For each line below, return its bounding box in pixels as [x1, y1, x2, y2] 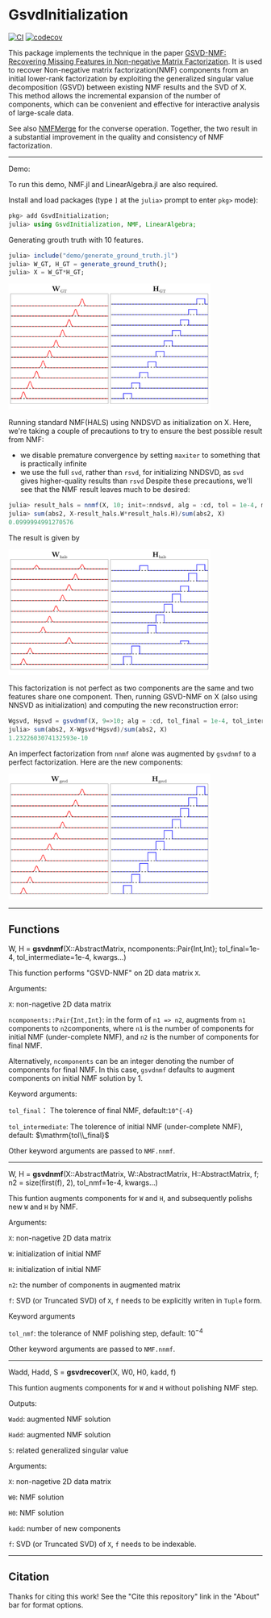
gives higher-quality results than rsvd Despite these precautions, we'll [19, 476, 252, 486]
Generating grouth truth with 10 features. [8, 235, 144, 244]
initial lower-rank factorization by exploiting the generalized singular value [8, 73, 254, 83]
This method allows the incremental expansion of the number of [8, 90, 221, 100]
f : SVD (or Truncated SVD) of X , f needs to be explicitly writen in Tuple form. [8, 1296, 262, 1306]
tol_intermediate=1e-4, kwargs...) [16, 953, 127, 962]
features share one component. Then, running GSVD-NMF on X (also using [8, 691, 258, 701]
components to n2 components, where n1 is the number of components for [8, 1024, 255, 1033]
